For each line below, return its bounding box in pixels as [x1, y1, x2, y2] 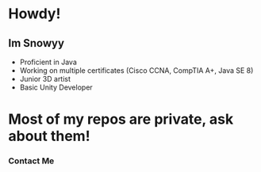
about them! [8, 128, 90, 145]
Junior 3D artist [19, 75, 71, 83]
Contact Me [8, 155, 55, 166]
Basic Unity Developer [19, 82, 93, 92]
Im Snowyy [8, 36, 65, 50]
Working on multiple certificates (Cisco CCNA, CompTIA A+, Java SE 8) [19, 66, 254, 75]
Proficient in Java [19, 57, 77, 67]
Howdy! [8, 5, 61, 23]
